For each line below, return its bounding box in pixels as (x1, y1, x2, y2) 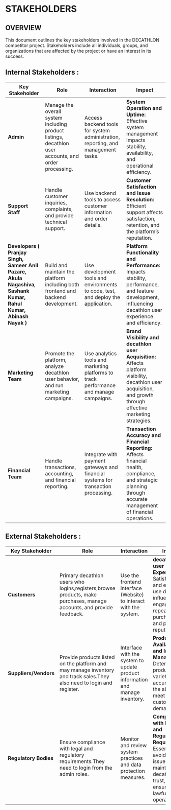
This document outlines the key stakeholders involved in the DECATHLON (5, 37, 160, 43)
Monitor (120, 735, 139, 743)
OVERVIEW (5, 24, 42, 32)
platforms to (84, 369, 113, 376)
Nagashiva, (8, 281, 36, 288)
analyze (45, 362, 64, 369)
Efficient (126, 202, 147, 210)
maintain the (45, 268, 75, 275)
